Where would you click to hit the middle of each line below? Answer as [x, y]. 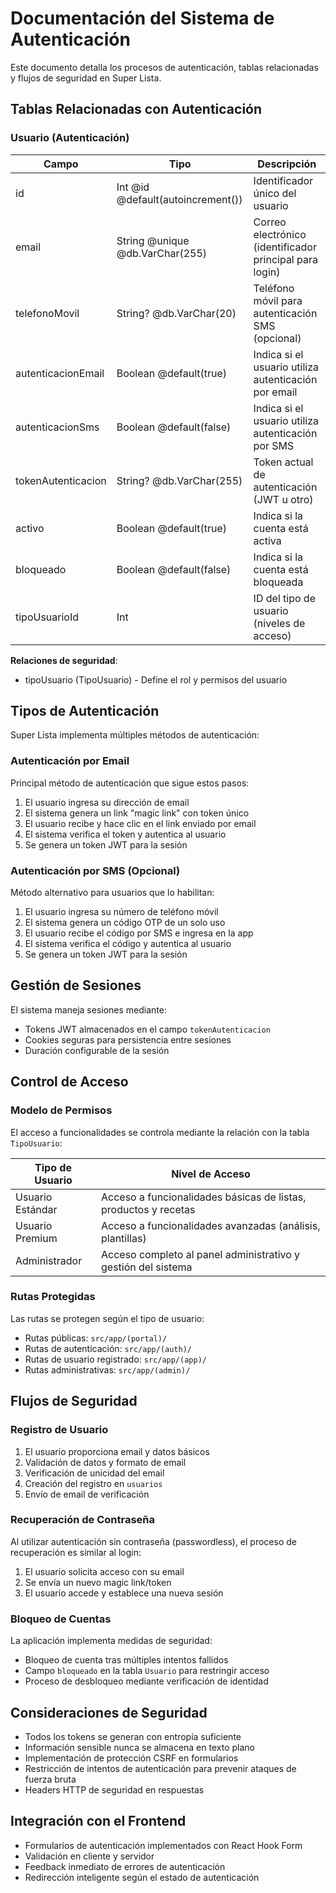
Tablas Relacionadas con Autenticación [136, 109]
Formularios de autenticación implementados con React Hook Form [163, 1845]
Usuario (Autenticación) [70, 138]
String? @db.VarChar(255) [179, 480]
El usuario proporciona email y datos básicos [117, 1451]
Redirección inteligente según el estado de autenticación [142, 1877]
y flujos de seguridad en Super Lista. [86, 78]
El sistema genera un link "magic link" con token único [137, 813]
